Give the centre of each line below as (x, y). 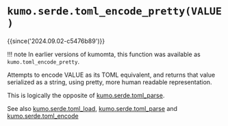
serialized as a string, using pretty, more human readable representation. (110, 82)
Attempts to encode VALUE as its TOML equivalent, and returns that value (111, 75)
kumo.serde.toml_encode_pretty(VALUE (115, 11)
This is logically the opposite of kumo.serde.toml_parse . (86, 95)
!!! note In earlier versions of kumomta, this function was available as (104, 54)
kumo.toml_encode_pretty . (43, 61)
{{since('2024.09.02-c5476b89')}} (56, 41)
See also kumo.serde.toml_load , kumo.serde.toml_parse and (92, 108)
